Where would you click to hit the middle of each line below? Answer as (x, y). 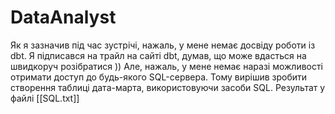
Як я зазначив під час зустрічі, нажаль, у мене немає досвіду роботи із (163, 45)
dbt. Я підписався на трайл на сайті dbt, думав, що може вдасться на (158, 55)
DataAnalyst (63, 17)
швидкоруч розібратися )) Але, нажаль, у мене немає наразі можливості (167, 66)
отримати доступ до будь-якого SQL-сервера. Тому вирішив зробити (159, 77)
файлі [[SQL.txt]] (45, 98)
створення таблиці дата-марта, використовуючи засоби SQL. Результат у (168, 87)
